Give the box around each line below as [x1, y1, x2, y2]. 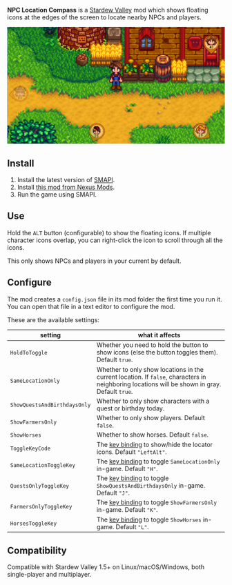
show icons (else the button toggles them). [96, 348, 219, 357]
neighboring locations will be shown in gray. [96, 379, 222, 388]
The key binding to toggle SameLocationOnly [96, 457, 220, 465]
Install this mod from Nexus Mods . [17, 183, 115, 191]
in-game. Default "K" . [96, 506, 158, 514]
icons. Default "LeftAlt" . [96, 448, 167, 456]
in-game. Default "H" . [96, 464, 158, 473]
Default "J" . [96, 489, 130, 497]
